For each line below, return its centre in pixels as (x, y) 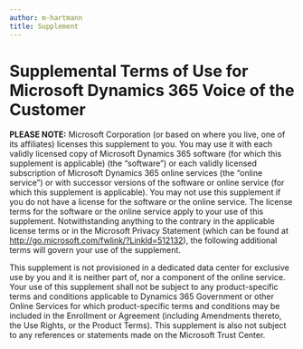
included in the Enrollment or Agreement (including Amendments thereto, (146, 316)
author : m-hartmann (46, 18)
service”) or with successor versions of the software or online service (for (147, 183)
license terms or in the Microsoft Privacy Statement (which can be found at (149, 231)
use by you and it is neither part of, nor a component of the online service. (148, 277)
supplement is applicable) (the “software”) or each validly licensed (133, 163)
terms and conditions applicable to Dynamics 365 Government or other (142, 296)
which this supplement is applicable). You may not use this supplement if (145, 192)
